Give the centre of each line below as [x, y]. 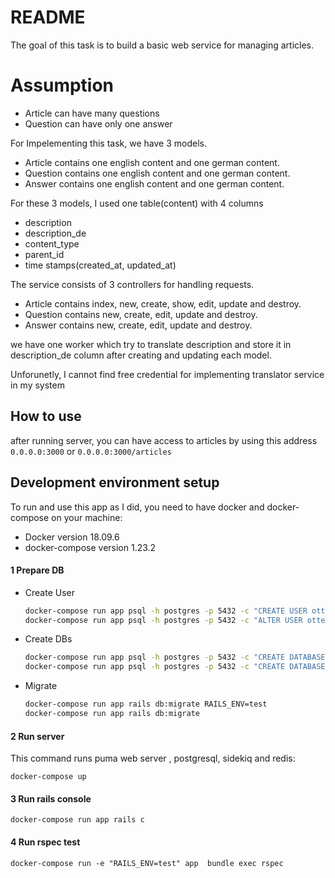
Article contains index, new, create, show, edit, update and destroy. [163, 303]
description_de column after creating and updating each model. [141, 355]
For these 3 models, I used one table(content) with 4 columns [137, 203]
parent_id [44, 254]
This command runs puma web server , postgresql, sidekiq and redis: [153, 758]
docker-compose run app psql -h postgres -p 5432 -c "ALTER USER [163, 620]
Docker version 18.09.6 [72, 537]
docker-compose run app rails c [77, 820]
